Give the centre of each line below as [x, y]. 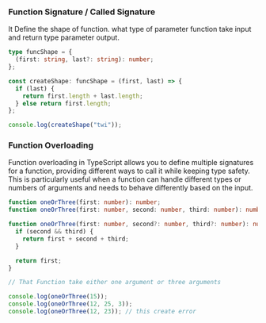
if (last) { [35, 88]
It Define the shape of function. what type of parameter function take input [130, 29]
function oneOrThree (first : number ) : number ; [84, 202]
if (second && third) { [54, 232]
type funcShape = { [40, 52]
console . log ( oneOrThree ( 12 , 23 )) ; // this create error [102, 312]
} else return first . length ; [63, 103]
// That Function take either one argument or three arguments [115, 283]
